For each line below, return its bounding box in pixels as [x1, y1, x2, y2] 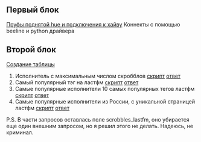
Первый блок [6, 5, 59, 15]
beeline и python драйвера [6, 27, 75, 34]
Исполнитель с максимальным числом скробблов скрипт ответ [14, 72, 181, 79]
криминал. [6, 129, 34, 136]
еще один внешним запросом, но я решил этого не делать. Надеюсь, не [6, 122, 194, 129]
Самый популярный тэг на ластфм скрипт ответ [14, 78, 139, 86]
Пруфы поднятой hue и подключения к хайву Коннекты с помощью [6, 20, 180, 28]
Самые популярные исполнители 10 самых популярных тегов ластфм [14, 85, 195, 92]
